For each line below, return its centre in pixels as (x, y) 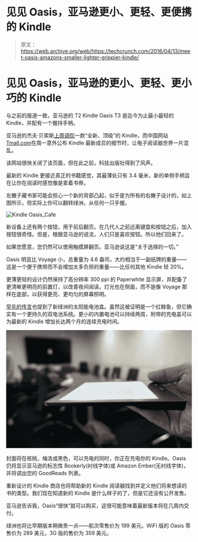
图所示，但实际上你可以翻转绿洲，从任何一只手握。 (68, 202)
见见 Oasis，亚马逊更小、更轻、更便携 (99, 12)
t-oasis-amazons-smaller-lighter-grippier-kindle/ (80, 57)
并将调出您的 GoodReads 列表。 (45, 473)
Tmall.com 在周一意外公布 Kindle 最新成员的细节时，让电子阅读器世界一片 (95, 143)
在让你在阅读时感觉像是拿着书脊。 (47, 183)
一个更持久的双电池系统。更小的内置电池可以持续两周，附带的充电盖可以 (104, 314)
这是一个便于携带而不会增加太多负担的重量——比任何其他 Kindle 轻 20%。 (97, 266)
